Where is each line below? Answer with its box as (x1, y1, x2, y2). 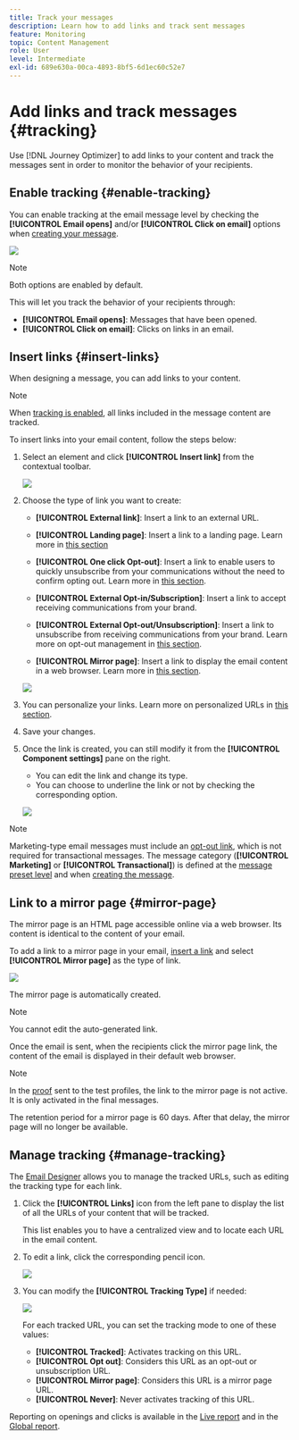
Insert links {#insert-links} (9, 349, 161, 364)
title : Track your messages (9, 13, 114, 22)
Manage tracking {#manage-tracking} (9, 1147, 226, 1162)
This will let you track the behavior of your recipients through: (9, 297, 236, 307)
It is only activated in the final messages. (9, 1095, 159, 1106)
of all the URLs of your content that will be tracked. (21, 1208, 210, 1218)
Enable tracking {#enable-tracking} (9, 185, 212, 201)
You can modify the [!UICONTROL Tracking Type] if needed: (21, 1285, 247, 1296)
